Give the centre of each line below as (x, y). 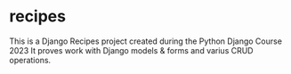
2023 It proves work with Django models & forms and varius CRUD (131, 50)
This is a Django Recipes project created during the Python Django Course (146, 41)
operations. (30, 60)
